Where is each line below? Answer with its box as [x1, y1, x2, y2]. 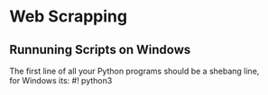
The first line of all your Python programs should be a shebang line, [9, 65, 260, 76]
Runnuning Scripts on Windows [9, 42, 191, 57]
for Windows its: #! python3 [9, 75, 113, 86]
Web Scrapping [9, 6, 128, 27]
